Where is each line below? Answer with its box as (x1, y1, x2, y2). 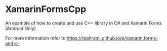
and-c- (5, 40, 20, 46)
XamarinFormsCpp (5, 3, 87, 15)
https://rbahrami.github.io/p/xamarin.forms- (66, 35, 158, 41)
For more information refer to (5, 35, 66, 41)
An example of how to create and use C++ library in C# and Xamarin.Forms (5, 20, 162, 26)
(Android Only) (5, 25, 36, 31)
